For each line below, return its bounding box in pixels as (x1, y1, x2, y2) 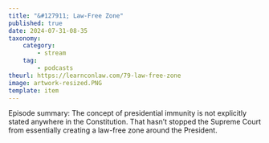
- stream (37, 49, 67, 57)
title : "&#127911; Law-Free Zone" (8, 11, 124, 20)
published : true (8, 19, 63, 27)
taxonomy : (8, 34, 42, 43)
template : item (8, 86, 59, 95)
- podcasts (37, 64, 74, 72)
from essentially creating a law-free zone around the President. (8, 125, 218, 135)
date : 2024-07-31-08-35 (8, 27, 88, 35)
